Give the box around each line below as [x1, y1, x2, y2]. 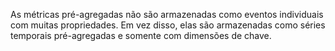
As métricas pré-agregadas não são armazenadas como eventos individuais [10, 9, 324, 20]
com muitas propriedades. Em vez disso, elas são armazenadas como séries [10, 19, 326, 31]
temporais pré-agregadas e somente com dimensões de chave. [10, 30, 272, 41]
